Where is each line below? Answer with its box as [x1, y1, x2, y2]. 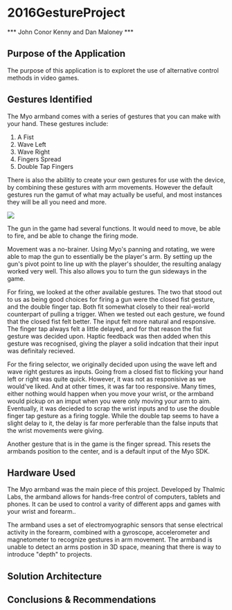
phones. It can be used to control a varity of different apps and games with [7, 500, 221, 508]
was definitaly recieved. [7, 346, 75, 355]
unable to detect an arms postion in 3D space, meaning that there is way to [7, 543, 222, 551]
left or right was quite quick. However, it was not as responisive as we [7, 375, 206, 383]
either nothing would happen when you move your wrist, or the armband [7, 389, 214, 397]
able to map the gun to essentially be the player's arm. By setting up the [7, 252, 213, 260]
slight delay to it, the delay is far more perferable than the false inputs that [7, 419, 218, 427]
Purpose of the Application [7, 48, 126, 60]
